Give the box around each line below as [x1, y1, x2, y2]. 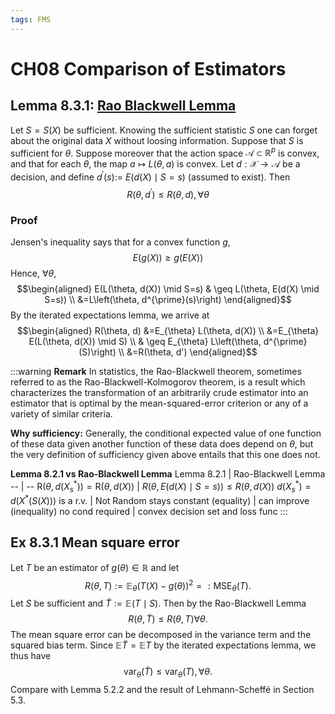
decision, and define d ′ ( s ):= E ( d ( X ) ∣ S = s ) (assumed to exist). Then [10, 169, 291, 183]
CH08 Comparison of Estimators [10, 57, 287, 80]
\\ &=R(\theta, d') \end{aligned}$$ [118, 346, 258, 358]
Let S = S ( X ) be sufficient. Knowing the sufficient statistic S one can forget [10, 124, 318, 136]
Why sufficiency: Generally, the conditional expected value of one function [10, 427, 322, 439]
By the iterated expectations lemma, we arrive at [10, 309, 210, 321]
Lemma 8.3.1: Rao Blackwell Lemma [10, 97, 237, 115]
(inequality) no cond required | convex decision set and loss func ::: [10, 506, 288, 517]
